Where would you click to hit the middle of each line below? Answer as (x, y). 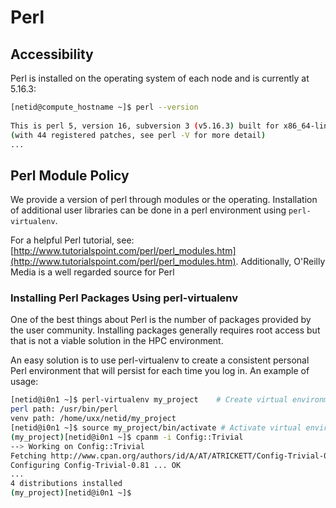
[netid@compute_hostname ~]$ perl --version (104, 107)
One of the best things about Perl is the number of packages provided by (161, 320)
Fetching (28, 456)
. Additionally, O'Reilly (280, 262)
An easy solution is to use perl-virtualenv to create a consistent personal (160, 360)
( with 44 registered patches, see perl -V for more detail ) (138, 135)
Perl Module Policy (70, 175)
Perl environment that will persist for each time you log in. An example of (160, 371)
